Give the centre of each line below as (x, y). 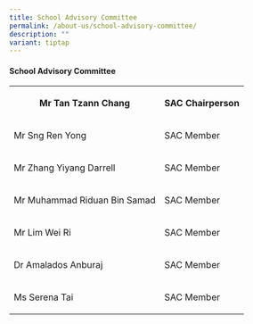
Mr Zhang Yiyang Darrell (65, 168)
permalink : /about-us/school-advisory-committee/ (103, 26)
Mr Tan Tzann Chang (85, 104)
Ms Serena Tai (44, 297)
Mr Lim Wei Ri (42, 233)
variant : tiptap (39, 42)
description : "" (39, 34)
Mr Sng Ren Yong (50, 136)
